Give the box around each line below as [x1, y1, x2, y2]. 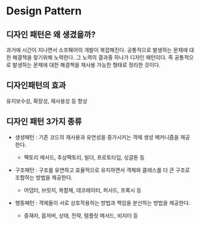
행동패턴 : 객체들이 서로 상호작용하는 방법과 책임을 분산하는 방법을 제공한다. [14, 199, 190, 206]
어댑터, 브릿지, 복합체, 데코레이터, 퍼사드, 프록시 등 [23, 186, 141, 193]
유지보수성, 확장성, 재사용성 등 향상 [6, 97, 88, 104]
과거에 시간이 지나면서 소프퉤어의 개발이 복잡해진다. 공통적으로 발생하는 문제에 [6, 47, 188, 53]
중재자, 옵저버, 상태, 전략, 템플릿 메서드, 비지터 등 [23, 212, 139, 219]
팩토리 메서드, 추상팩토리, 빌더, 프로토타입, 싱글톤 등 [23, 153, 145, 161]
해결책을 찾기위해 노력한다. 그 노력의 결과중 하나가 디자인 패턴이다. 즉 [12, 54, 173, 61]
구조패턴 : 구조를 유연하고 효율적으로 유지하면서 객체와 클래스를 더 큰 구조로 [14, 166, 190, 174]
